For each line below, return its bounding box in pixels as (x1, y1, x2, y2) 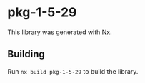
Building (7, 48, 45, 60)
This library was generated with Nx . (7, 28, 112, 36)
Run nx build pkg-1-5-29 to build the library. (7, 67, 139, 75)
